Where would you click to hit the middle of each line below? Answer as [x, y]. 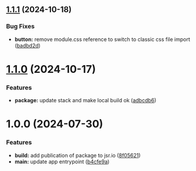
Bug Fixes [21, 26]
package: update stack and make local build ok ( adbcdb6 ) [85, 100]
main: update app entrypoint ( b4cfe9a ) [62, 162]
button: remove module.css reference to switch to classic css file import [102, 39]
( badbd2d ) [28, 45]
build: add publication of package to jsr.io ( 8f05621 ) [77, 155]
